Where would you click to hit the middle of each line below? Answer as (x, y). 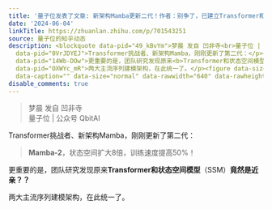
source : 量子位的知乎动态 (47, 38)
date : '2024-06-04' (41, 23)
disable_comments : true (49, 83)
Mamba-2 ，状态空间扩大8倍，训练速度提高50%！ (112, 152)
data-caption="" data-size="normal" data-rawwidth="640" (114, 76)
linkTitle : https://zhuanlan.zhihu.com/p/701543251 (97, 31)
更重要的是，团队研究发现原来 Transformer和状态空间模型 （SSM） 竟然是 (130, 169)
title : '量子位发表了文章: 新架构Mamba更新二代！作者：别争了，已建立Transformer (134, 16)
